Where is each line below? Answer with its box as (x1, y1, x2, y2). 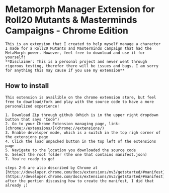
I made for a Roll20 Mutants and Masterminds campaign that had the (5, 46, 152, 51)
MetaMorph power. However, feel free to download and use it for (5, 50, 145, 55)
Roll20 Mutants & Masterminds (5, 14, 137, 26)
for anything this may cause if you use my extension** (5, 68, 125, 73)
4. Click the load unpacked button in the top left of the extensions (5, 139, 156, 144)
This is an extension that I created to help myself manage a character (5, 41, 161, 46)
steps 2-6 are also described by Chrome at (5, 165, 98, 170)
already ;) (5, 182, 28, 188)
